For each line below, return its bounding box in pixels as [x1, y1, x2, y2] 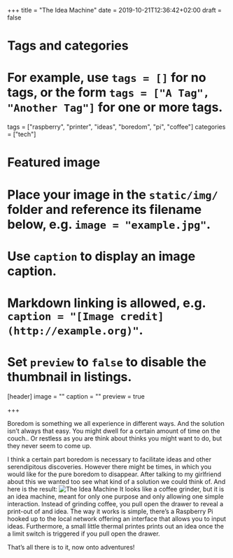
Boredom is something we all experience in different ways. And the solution [7, 419, 225, 427]
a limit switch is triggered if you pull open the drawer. [7, 529, 160, 538]
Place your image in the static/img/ [7, 187, 218, 202]
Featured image [7, 155, 100, 171]
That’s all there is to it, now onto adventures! [7, 543, 135, 551]
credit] [120, 310, 164, 323]
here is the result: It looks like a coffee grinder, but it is [7, 485, 225, 493]
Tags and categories [7, 38, 129, 54]
